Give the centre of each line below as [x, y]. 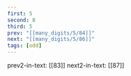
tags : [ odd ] [24, 46]
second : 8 [22, 20]
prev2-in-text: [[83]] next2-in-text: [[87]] [66, 65]
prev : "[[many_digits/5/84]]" [51, 33]
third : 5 [20, 26]
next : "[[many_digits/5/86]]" [51, 39]
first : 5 [20, 13]
